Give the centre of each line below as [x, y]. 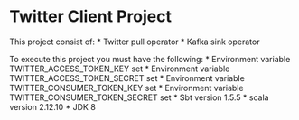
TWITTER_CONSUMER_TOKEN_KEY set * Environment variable [126, 88]
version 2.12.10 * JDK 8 [53, 106]
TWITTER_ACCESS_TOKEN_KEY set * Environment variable [120, 69]
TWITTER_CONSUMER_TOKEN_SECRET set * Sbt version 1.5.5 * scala [139, 97]
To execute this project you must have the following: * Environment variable [150, 59]
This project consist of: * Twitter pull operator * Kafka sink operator [135, 42]
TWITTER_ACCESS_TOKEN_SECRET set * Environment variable [127, 78]
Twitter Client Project [90, 17]
